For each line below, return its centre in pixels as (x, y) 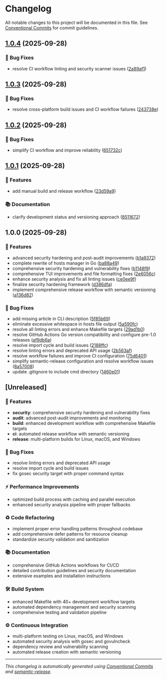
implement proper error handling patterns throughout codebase (78, 528)
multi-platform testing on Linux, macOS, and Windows (68, 636)
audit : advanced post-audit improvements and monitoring (72, 418)
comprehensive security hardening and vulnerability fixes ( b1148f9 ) (81, 268)
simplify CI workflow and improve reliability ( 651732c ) (67, 150)
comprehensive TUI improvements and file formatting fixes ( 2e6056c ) (84, 274)
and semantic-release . (29, 672)
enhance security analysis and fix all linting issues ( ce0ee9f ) (74, 279)
